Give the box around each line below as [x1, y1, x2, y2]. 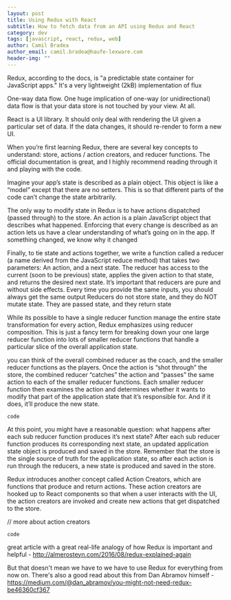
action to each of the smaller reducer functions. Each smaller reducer [7, 378, 204, 386]
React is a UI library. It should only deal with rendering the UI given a [7, 115, 201, 123]
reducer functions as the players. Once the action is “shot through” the [7, 363, 208, 372]
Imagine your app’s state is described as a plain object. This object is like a [7, 178, 219, 186]
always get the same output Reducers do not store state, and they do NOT [7, 292, 218, 301]
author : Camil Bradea [7, 42, 69, 49]
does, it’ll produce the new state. [7, 400, 100, 408]
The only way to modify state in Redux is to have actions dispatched [7, 206, 201, 214]
